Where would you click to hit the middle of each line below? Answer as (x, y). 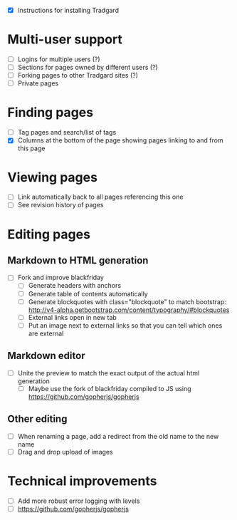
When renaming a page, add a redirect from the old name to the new (118, 436)
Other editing (37, 419)
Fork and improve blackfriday (61, 278)
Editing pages (49, 234)
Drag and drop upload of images (65, 452)
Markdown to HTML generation (78, 260)
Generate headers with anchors (75, 286)
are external (46, 333)
